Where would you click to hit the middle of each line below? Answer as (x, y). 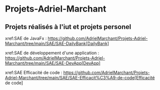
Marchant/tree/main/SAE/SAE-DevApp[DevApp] (53, 63)
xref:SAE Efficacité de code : (34, 73)
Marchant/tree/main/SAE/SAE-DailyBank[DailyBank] (57, 44)
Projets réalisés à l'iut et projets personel (68, 27)
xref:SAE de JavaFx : (26, 38)
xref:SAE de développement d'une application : (52, 53)
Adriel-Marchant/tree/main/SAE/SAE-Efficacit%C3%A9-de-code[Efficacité (80, 78)
